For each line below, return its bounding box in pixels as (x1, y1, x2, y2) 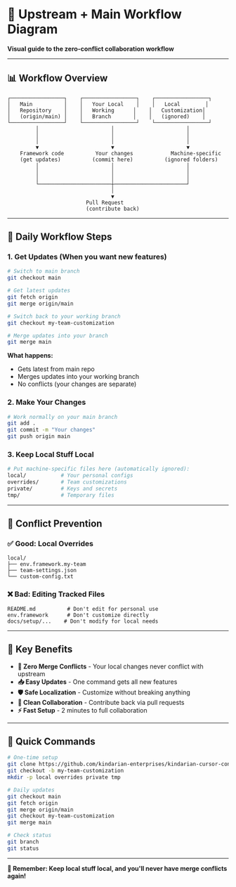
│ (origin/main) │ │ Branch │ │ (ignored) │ (7, 112, 206, 120)
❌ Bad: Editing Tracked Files (7, 590, 105, 600)
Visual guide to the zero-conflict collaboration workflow (7, 44, 174, 53)
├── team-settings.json (7, 567, 77, 574)
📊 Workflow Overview (7, 72, 108, 84)
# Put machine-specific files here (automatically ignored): (7, 465, 190, 473)
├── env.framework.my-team (7, 561, 86, 568)
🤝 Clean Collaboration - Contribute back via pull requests (17, 698, 185, 706)
